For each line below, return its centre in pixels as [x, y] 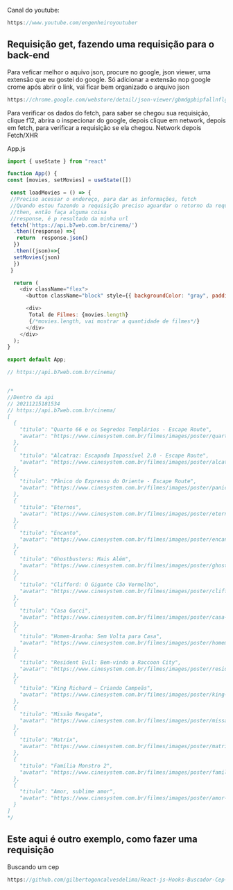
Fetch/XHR [23, 135]
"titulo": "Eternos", [51, 507]
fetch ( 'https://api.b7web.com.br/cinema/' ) [74, 225]
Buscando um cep [33, 867]
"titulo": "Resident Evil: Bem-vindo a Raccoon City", [101, 662]
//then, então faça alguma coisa [59, 212]
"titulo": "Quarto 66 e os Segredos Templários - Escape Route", [116, 430]
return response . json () [52, 238]
